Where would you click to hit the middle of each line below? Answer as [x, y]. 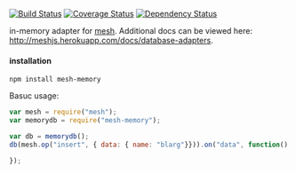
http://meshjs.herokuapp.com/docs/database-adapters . [111, 40]
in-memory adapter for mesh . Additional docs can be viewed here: [131, 31]
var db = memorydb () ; [49, 136]
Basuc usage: [34, 96]
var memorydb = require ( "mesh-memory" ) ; [85, 121]
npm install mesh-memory [55, 80]
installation [30, 60]
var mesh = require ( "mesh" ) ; [63, 112]
